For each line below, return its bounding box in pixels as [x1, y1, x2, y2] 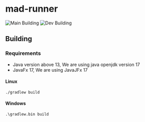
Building [5, 35, 32, 43]
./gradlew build [5, 89, 40, 95]
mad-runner [5, 3, 58, 15]
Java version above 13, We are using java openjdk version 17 [12, 62, 140, 68]
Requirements [5, 50, 41, 57]
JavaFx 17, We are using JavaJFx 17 [12, 67, 88, 73]
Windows [5, 100, 26, 107]
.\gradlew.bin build [5, 112, 50, 117]
